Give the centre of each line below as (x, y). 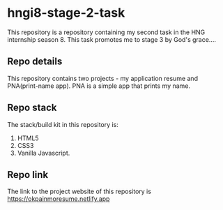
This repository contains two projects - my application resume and (103, 78)
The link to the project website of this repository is (79, 192)
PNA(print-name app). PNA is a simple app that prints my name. (99, 86)
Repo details (35, 62)
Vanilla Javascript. (44, 153)
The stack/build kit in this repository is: (63, 124)
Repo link (28, 175)
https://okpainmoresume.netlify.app (59, 199)
